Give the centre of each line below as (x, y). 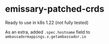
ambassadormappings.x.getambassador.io (46, 37)
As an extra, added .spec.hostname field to (48, 32)
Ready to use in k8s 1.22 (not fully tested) (47, 22)
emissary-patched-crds (55, 9)
